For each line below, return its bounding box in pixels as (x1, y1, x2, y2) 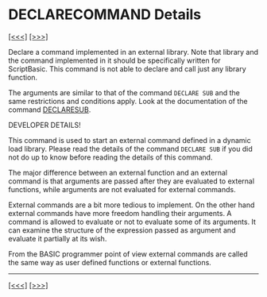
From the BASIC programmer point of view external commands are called (8, 249, 248, 259)
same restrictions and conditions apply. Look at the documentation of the (8, 96, 248, 106)
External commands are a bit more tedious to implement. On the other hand (8, 200, 255, 210)
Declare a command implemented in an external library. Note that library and (8, 47, 259, 56)
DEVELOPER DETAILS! (8, 120, 81, 129)
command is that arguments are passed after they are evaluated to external (8, 176, 255, 186)
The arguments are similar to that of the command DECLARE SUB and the (8, 87, 240, 97)
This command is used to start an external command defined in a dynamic (8, 135, 252, 145)
